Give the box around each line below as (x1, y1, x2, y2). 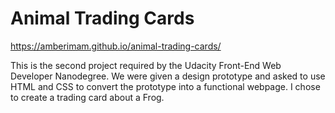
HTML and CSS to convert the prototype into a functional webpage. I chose (10, 80, 321, 92)
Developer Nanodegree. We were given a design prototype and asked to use (10, 70, 326, 82)
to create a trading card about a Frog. (10, 91, 165, 103)
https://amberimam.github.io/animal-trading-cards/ (10, 40, 222, 52)
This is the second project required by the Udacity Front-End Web (10, 59, 282, 71)
